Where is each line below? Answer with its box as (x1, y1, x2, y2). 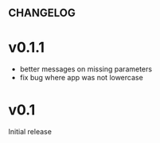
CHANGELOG (8, 6, 76, 20)
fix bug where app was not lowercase (19, 73, 143, 83)
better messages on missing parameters (19, 64, 153, 74)
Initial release (8, 127, 52, 137)
